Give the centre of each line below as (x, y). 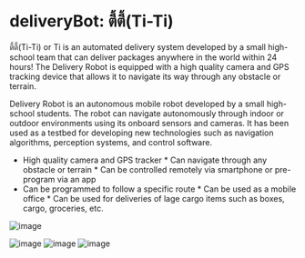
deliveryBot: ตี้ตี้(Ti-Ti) (92, 21)
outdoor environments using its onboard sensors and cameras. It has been (149, 123)
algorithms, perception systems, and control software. (111, 142)
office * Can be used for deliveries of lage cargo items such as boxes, (153, 198)
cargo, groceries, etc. (63, 208)
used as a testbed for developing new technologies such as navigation (142, 133)
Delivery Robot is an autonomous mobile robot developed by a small (137, 104)
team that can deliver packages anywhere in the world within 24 (157, 57)
